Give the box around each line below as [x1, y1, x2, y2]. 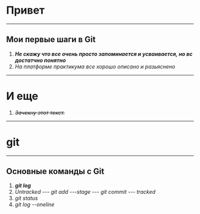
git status [14, 194, 39, 202]
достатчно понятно [14, 56, 67, 64]
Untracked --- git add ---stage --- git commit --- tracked [14, 188, 156, 196]
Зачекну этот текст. [14, 109, 65, 116]
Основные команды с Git [6, 166, 105, 177]
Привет [6, 4, 45, 17]
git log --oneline [14, 201, 55, 208]
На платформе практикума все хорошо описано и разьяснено [14, 63, 176, 70]
